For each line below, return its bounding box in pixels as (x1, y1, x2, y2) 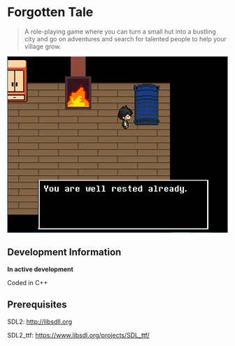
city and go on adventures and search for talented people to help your (24, 34, 227, 43)
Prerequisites (7, 298, 67, 311)
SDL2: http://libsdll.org (7, 317, 72, 326)
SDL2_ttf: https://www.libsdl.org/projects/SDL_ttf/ (7, 331, 150, 339)
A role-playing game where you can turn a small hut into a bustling (24, 27, 217, 36)
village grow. (24, 42, 62, 50)
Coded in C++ (7, 278, 48, 287)
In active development (7, 265, 73, 273)
